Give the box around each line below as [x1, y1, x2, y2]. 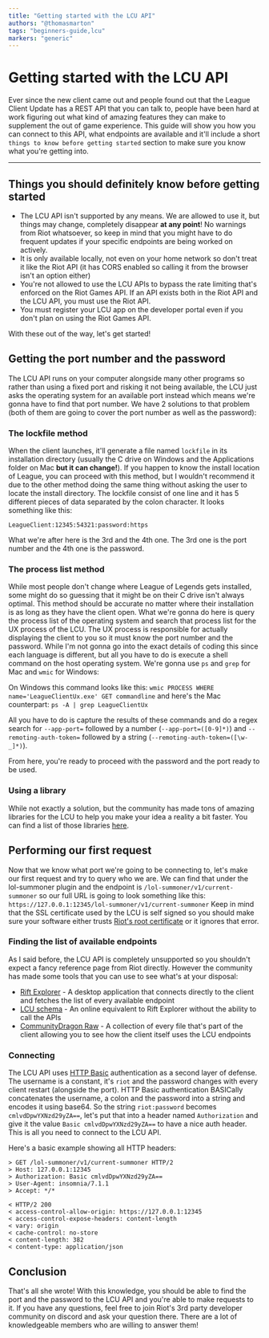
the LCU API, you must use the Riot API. [19, 296, 151, 306]
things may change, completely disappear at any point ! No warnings [19, 220, 247, 229]
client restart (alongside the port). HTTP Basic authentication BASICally [8, 1085, 243, 1095]
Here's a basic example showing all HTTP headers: [8, 1143, 177, 1153]
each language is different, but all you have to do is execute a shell [8, 650, 228, 660]
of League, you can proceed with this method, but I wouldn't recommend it [8, 471, 255, 482]
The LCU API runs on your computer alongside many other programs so [8, 373, 246, 383]
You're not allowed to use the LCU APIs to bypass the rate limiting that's [19, 279, 258, 289]
